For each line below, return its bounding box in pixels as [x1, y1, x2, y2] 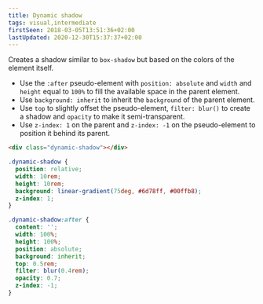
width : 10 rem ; [15, 172, 61, 181]
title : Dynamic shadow [8, 11, 82, 20]
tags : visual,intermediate [8, 19, 97, 27]
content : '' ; [15, 223, 58, 232]
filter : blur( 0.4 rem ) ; [15, 267, 89, 275]
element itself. [8, 64, 54, 73]
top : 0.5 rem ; [15, 260, 58, 268]
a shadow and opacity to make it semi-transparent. [19, 112, 185, 122]
